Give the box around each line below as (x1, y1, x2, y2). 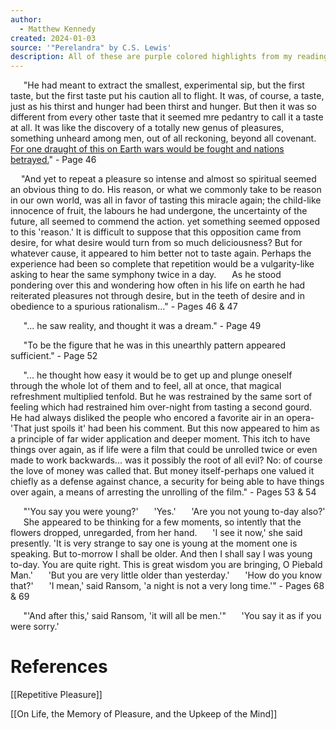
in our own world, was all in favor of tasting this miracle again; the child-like (10, 194, 322, 206)
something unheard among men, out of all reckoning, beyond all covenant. (10, 132, 317, 145)
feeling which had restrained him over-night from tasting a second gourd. (10, 401, 313, 413)
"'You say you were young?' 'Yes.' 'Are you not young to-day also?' (23, 506, 326, 518)
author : (10, 14, 43, 25)
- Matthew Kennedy (19, 24, 97, 34)
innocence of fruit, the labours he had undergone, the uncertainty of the (10, 205, 308, 217)
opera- (286, 412, 315, 424)
